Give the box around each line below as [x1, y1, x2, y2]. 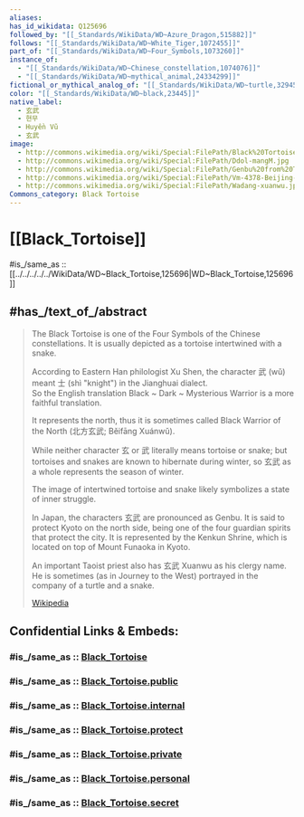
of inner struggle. [31, 493, 97, 504]
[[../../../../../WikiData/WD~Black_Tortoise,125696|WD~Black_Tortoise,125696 [9, 268, 294, 279]
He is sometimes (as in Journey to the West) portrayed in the [31, 570, 259, 581]
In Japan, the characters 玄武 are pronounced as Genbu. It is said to [31, 512, 285, 523]
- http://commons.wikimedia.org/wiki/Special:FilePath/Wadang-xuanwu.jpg [17, 182, 301, 191]
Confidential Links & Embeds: [9, 623, 179, 639]
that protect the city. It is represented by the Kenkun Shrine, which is [31, 531, 288, 543]
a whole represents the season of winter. [31, 466, 184, 477]
